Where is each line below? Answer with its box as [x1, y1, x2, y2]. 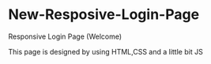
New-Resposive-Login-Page [8, 6, 200, 24]
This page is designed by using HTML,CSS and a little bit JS [8, 47, 203, 56]
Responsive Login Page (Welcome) [8, 32, 122, 41]
